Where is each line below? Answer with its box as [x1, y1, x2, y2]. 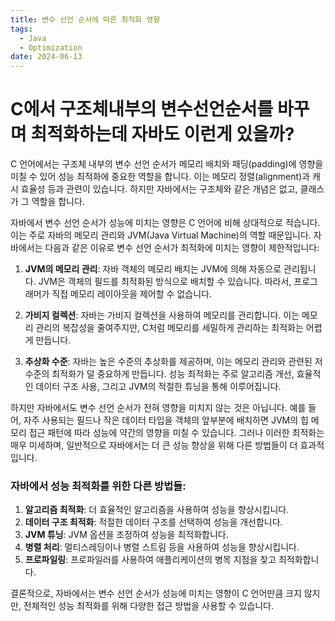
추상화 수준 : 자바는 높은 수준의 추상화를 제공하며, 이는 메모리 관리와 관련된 [24, 356, 313, 368]
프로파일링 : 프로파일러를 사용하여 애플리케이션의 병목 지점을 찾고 [24, 554, 277, 566]
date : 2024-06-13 [10, 52, 83, 62]
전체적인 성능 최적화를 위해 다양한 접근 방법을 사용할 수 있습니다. [23, 600, 274, 612]
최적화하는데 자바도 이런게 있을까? [30, 123, 295, 146]
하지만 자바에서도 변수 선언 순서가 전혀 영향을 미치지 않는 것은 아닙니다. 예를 [10, 402, 307, 414]
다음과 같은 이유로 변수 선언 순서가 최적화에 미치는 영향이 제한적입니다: [44, 242, 320, 254]
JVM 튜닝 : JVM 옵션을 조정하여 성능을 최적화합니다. [24, 529, 229, 541]
